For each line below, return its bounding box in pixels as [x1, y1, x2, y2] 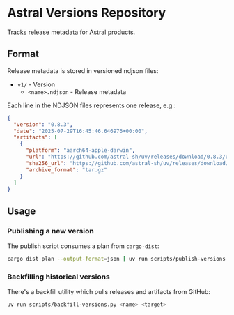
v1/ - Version [17, 80, 56, 89]
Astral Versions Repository [7, 5, 166, 21]
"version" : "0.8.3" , [13, 121, 73, 128]
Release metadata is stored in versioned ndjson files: [7, 66, 159, 75]
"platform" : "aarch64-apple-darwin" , [25, 147, 136, 154]
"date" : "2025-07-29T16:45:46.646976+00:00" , [13, 128, 148, 135]
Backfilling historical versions [7, 272, 110, 282]
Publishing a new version [7, 226, 94, 236]
